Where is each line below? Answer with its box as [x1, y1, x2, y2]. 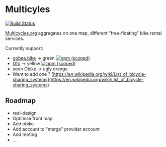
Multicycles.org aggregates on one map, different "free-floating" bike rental [5, 30, 162, 36]
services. [5, 35, 24, 41]
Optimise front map [12, 115, 53, 121]
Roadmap [5, 96, 36, 105]
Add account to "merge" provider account [12, 126, 100, 132]
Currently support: [5, 45, 44, 51]
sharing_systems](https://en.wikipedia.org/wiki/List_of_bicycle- [12, 76, 144, 82]
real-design [12, 110, 37, 116]
